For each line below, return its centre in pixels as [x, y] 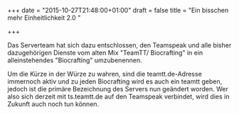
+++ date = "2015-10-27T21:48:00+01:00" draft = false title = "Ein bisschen [118, 10]
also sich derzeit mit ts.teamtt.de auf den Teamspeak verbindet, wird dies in [118, 96]
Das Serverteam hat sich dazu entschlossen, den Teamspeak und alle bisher [119, 45]
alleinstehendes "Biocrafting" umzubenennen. [75, 60]
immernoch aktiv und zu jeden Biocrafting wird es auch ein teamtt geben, [115, 81]
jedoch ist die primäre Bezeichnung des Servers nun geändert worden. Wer [118, 89]
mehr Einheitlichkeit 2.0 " [44, 18]
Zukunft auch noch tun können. [53, 104]
